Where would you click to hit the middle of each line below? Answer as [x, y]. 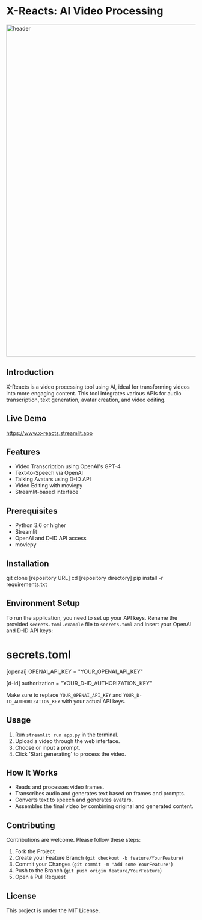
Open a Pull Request [40, 877]
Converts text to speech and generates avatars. [74, 800]
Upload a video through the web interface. [67, 741]
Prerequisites [32, 511]
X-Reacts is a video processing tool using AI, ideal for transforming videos [98, 387]
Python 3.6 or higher [40, 525]
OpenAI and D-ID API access [50, 538]
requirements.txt [27, 584]
